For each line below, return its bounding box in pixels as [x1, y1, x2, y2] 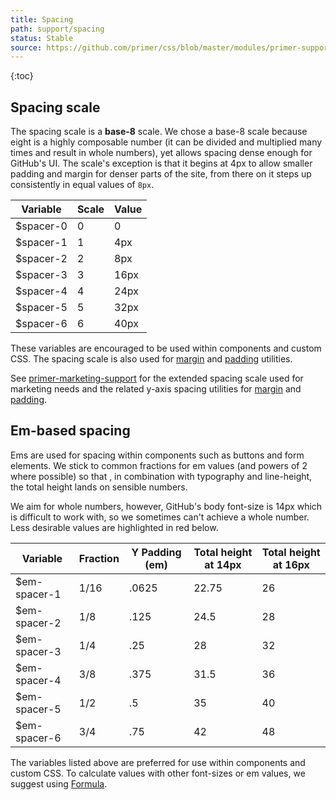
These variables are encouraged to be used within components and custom [10, 342, 322, 355]
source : [10, 42, 43, 53]
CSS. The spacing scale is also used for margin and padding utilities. [10, 353, 293, 365]
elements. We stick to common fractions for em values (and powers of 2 [10, 459, 308, 471]
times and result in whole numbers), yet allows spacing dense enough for [10, 147, 313, 159]
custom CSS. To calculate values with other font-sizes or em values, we [10, 767, 306, 779]
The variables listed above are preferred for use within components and [10, 756, 306, 768]
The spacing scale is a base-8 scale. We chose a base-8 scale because [10, 126, 308, 138]
